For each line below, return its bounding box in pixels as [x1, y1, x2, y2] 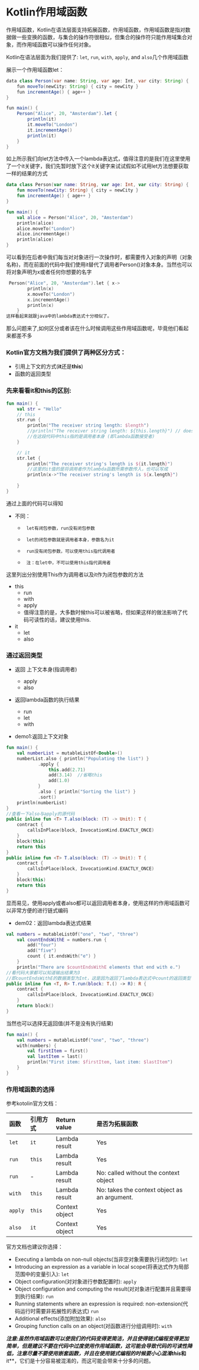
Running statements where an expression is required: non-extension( [14, 1300, 183, 1307]
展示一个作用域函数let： [6, 66, 64, 73]
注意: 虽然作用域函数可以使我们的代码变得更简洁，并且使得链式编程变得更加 [6, 1335, 189, 1342]
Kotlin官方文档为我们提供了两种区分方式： [6, 348, 126, 357]
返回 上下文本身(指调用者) [14, 666, 77, 673]
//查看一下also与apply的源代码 [6, 811, 75, 817]
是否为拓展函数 [96, 1120, 138, 1128]
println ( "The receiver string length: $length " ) [27, 422, 149, 428]
